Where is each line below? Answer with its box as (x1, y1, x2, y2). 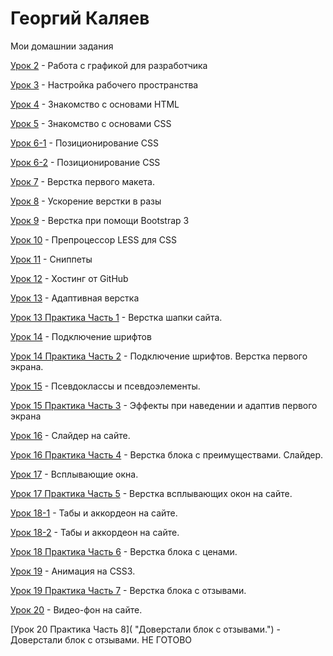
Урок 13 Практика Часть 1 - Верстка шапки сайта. (10, 311, 223, 323)
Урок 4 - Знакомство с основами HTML (10, 98, 180, 110)
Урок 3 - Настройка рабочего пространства (10, 78, 199, 91)
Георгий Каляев (10, 7, 150, 30)
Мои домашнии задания (10, 40, 114, 52)
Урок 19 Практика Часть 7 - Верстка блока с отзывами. (10, 584, 247, 596)
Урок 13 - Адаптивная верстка (10, 292, 140, 304)
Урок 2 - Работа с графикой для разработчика (10, 59, 208, 71)
